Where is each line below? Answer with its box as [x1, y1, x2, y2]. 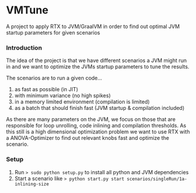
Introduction [6, 43, 42, 51]
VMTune [6, 4, 49, 17]
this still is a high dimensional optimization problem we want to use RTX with [6, 128, 190, 135]
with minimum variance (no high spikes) [14, 92, 111, 99]
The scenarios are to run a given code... [6, 74, 102, 82]
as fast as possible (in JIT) [14, 86, 78, 93]
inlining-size [14, 181, 49, 187]
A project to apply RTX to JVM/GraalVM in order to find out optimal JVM [6, 23, 180, 30]
